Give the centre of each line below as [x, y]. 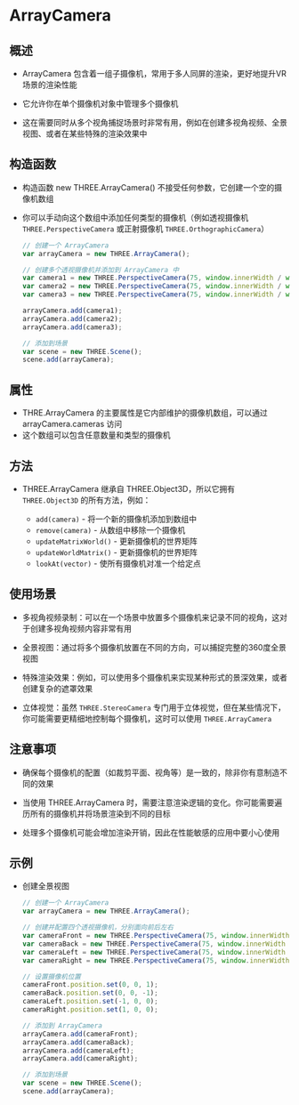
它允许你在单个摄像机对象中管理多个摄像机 [100, 104]
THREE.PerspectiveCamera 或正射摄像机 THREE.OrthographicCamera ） [145, 229]
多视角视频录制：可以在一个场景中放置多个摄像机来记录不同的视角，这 [151, 617]
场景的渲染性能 [49, 85]
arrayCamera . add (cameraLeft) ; [78, 1051]
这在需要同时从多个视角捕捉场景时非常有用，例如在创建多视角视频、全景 [154, 122]
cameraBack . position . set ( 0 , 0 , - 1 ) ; [90, 993]
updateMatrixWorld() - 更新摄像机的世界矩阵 [116, 541]
